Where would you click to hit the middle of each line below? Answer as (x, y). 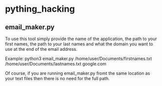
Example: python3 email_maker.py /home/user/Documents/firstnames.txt (79, 59)
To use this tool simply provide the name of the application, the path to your (81, 39)
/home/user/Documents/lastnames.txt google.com (56, 64)
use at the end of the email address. (41, 49)
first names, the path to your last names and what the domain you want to (79, 44)
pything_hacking (40, 9)
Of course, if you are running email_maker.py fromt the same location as (78, 73)
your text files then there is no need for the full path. (57, 78)
